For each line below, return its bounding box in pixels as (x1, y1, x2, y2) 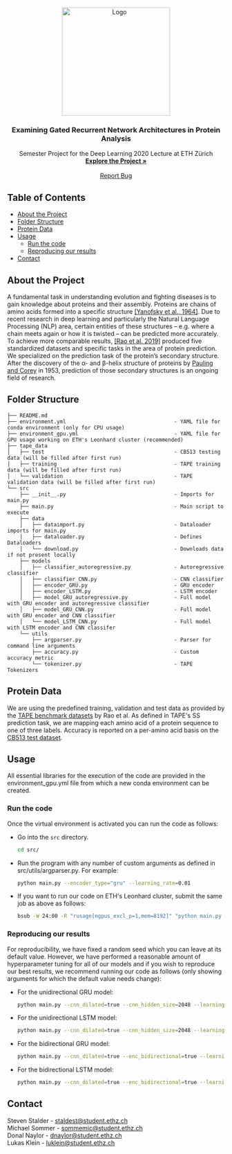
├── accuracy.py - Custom (32, 648, 199, 655)
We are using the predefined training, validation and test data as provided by (7, 704, 225, 712)
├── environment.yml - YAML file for (7, 418, 221, 425)
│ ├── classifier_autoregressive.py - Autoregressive (19, 563, 224, 571)
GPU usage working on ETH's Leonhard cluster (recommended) (7, 436, 184, 443)
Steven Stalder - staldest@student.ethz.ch (7, 1116, 128, 1125)
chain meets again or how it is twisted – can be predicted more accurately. (7, 329, 219, 337)
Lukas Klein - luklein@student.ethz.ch (7, 1138, 115, 1146)
